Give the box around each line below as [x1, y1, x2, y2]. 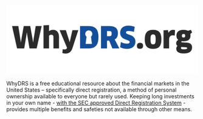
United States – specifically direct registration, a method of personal [6, 86, 177, 93]
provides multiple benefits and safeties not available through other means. [6, 106, 193, 113]
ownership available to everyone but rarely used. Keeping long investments [6, 93, 194, 100]
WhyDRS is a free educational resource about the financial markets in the [6, 80, 190, 87]
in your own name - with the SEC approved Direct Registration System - [6, 99, 186, 107]
